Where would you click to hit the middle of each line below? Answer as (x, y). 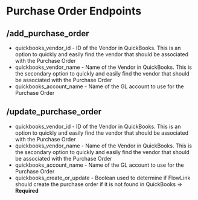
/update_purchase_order (54, 112)
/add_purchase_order (48, 34)
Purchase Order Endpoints (74, 11)
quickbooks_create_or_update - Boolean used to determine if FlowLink (103, 178)
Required (27, 190)
